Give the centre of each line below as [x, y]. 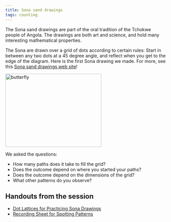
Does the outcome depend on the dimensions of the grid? [73, 175]
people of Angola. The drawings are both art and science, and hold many [82, 35]
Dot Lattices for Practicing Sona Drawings [57, 209]
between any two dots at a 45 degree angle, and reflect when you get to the [85, 55]
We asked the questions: [31, 154]
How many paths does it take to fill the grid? [59, 164]
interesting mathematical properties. [44, 40]
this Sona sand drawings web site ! [41, 66]
